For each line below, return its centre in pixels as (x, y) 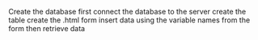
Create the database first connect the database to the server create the (127, 12)
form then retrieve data (47, 28)
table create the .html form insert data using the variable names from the (129, 20)
